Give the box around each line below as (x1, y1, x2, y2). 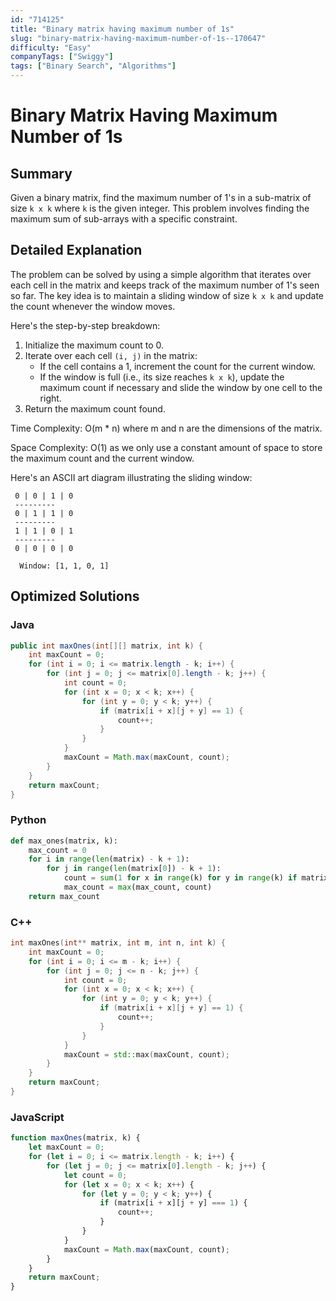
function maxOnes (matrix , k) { (10, 1133, 141, 1143)
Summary (10, 165, 73, 182)
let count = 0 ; (63, 1170, 128, 1180)
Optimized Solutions (10, 588, 140, 605)
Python (10, 813, 47, 827)
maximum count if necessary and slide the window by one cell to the (39, 381, 323, 393)
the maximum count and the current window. (10, 452, 195, 464)
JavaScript (10, 1110, 65, 1124)
